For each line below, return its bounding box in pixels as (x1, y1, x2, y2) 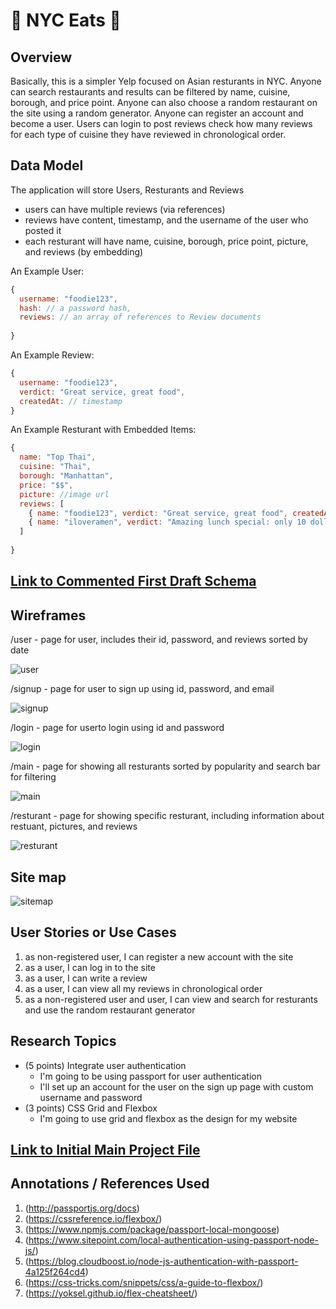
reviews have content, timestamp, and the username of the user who (24, 214, 309, 226)
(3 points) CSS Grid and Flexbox (24, 1102, 158, 1114)
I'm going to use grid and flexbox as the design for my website (39, 1112, 298, 1124)
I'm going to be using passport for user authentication (39, 1070, 262, 1082)
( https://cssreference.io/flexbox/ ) (24, 1212, 163, 1224)
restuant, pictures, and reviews (10, 820, 138, 833)
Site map (10, 869, 67, 886)
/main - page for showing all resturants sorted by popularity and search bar (10, 760, 321, 773)
